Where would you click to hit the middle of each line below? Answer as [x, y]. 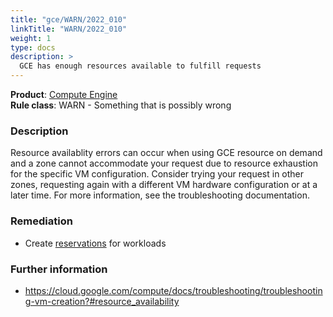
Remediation [41, 221]
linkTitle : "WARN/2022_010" [69, 29]
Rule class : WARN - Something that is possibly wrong [121, 105]
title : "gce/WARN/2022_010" [69, 19]
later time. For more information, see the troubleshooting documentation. [160, 195]
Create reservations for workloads [95, 243]
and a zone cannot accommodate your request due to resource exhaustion [164, 163]
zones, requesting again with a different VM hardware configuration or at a [164, 185]
